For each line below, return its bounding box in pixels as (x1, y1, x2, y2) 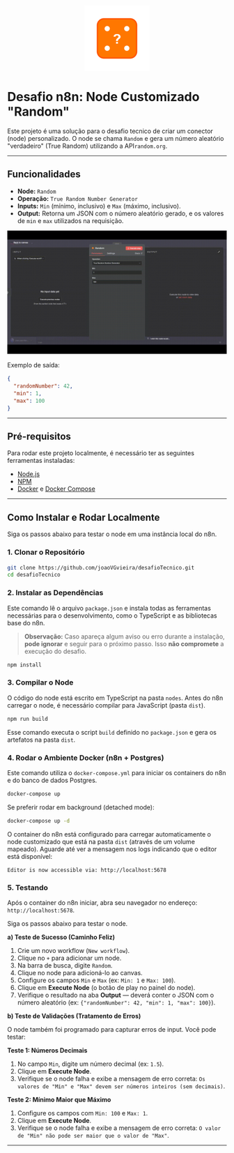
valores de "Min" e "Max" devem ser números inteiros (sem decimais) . (17, 1082, 226, 1090)
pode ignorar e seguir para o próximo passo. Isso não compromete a (24, 639, 224, 648)
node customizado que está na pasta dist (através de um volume (7, 837, 195, 846)
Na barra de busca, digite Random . (17, 961, 113, 970)
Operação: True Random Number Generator (17, 194, 138, 203)
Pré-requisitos (7, 431, 72, 443)
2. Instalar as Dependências (7, 588, 104, 597)
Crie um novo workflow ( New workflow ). (17, 946, 130, 954)
